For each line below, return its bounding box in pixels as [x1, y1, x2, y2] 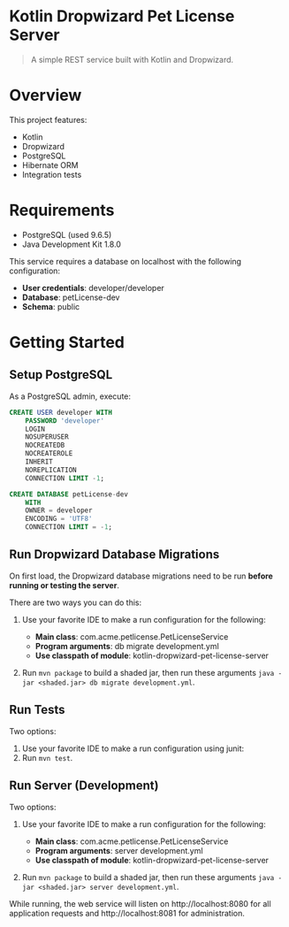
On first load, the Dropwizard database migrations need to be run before [9, 571, 274, 581]
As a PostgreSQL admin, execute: [9, 391, 131, 402]
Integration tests [21, 169, 82, 180]
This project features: [9, 114, 87, 125]
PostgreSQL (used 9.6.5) [21, 229, 112, 240]
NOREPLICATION [25, 465, 77, 474]
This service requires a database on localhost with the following [9, 256, 241, 266]
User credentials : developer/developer [21, 282, 165, 293]
